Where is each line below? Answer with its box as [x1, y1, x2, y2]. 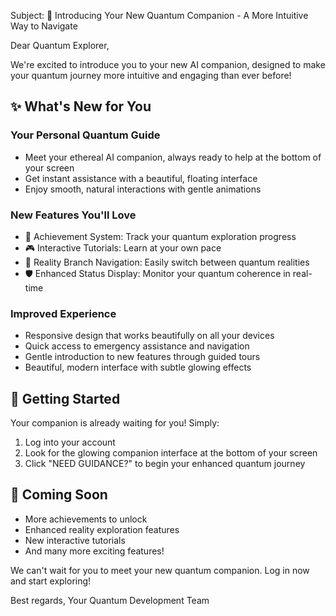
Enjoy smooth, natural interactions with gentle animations [24, 183, 262, 195]
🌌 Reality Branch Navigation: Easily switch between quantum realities [24, 256, 310, 268]
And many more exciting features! [24, 545, 165, 557]
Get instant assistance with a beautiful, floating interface [24, 172, 258, 184]
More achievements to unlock [24, 513, 148, 525]
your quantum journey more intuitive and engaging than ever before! [10, 70, 292, 81]
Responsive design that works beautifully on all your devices [24, 330, 275, 342]
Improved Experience [10, 306, 117, 320]
